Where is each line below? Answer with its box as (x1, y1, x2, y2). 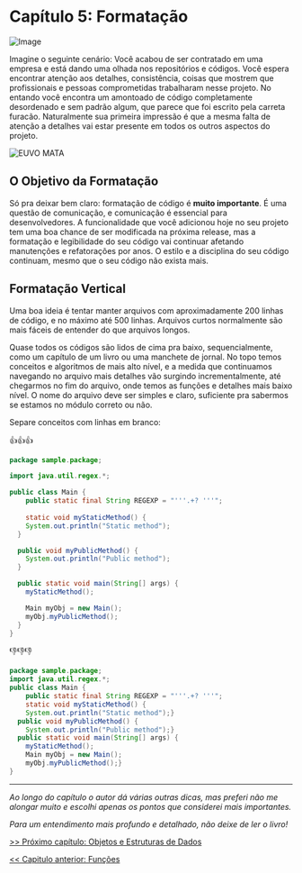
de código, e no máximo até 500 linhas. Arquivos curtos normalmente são (9, 314, 283, 325)
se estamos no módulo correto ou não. (9, 399, 153, 410)
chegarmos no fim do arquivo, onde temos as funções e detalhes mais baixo (9, 380, 293, 391)
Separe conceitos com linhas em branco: (9, 416, 162, 427)
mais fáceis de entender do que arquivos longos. (9, 324, 191, 335)
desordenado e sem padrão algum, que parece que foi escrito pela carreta (9, 101, 286, 112)
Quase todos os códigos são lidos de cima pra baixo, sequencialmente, (9, 341, 273, 352)
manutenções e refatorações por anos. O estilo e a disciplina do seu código (9, 245, 289, 256)
